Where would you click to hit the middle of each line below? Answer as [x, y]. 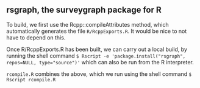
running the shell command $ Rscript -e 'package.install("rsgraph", [96, 56]
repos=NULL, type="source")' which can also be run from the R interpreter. [100, 62]
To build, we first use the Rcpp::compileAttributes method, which [87, 24]
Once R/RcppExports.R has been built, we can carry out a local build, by [97, 49]
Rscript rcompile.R [31, 80]
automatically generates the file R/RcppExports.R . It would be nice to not [97, 31]
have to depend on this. [36, 37]
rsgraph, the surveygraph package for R [84, 10]
